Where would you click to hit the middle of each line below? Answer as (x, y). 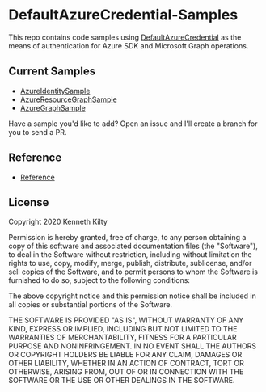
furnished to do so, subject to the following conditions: (99, 280)
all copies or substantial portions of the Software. (90, 305)
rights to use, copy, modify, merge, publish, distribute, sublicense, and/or (130, 263)
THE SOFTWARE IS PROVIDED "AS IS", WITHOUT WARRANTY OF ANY (126, 320)
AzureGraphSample (53, 107)
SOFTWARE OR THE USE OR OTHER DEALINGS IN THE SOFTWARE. (122, 381)
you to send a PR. (38, 132)
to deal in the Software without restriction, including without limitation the (130, 255)
